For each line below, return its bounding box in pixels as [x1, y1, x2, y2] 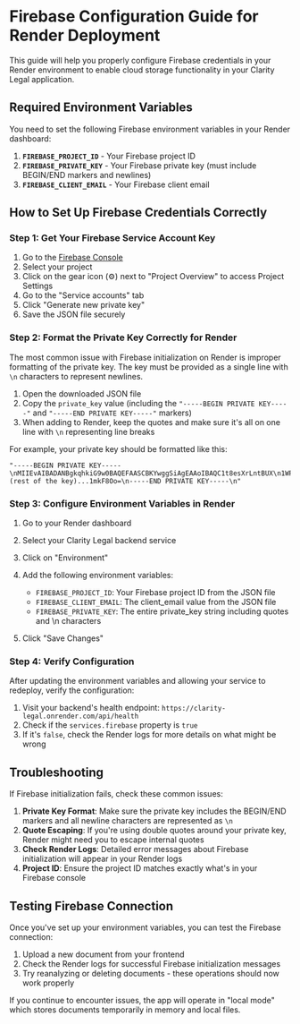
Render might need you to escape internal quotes [21, 834, 204, 845]
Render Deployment [9, 25, 161, 46]
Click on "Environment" [21, 552, 109, 563]
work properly [21, 977, 75, 988]
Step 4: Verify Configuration [9, 655, 135, 668]
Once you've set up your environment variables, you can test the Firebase [9, 922, 281, 933]
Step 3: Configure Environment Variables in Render [9, 497, 236, 509]
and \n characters [35, 616, 102, 627]
